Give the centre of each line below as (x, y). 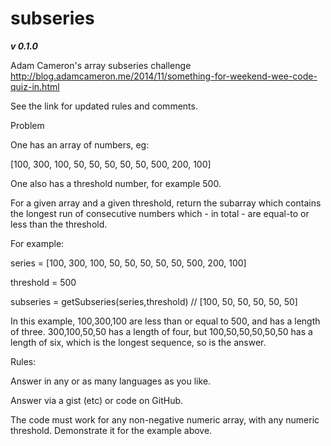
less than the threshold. (59, 224)
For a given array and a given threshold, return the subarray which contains (166, 203)
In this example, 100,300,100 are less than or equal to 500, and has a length (165, 321)
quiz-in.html (35, 86)
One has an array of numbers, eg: (80, 144)
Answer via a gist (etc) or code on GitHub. (97, 400)
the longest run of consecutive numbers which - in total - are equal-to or (160, 213)
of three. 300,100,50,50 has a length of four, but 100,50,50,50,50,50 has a (161, 331)
